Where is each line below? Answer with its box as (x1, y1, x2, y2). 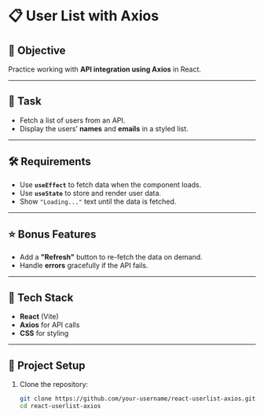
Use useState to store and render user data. (19, 188, 162, 197)
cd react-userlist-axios (19, 402, 101, 410)
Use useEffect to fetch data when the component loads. (19, 179, 202, 190)
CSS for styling (19, 329, 69, 338)
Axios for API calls (19, 320, 80, 329)
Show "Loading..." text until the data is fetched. (19, 197, 177, 206)
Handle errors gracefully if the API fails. (19, 261, 148, 271)
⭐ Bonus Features (8, 228, 97, 241)
